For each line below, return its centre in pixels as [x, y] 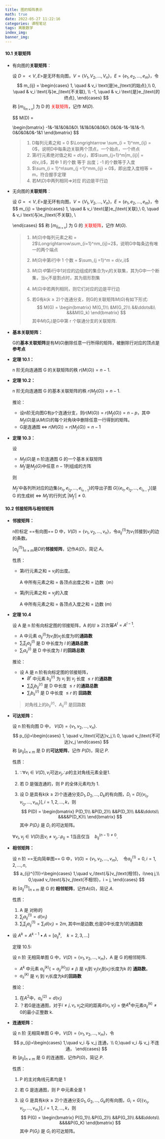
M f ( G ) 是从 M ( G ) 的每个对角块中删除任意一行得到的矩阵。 [76, 420]
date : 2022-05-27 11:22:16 [33, 19]
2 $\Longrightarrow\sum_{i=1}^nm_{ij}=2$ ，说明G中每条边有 [93, 243]
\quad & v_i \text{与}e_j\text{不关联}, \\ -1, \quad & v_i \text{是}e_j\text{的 [86, 91]
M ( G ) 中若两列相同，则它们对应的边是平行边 [76, 289]
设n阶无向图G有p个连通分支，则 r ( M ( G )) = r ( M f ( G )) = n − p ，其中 [85, 413]
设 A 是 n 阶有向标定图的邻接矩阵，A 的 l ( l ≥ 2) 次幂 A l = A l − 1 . [73, 625]
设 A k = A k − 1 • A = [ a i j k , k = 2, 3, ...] [51, 935]
